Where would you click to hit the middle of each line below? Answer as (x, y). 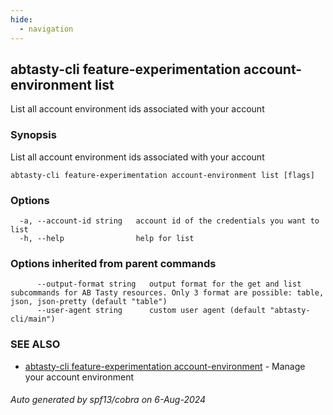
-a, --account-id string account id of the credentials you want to (169, 221)
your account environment (79, 377)
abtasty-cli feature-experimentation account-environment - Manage (165, 366)
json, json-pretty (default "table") (89, 302)
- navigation (46, 29)
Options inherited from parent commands (113, 263)
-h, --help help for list (107, 238)
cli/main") (33, 319)
